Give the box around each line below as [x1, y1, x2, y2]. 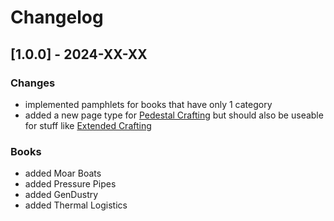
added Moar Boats [24, 167, 102, 180]
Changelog [10, 6, 104, 29]
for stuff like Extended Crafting [24, 119, 152, 131]
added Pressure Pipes [24, 178, 117, 190]
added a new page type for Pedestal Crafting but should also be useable [24, 109, 324, 121]
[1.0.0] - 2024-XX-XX [10, 46, 148, 63]
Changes [10, 76, 56, 90]
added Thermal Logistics [24, 199, 128, 211]
